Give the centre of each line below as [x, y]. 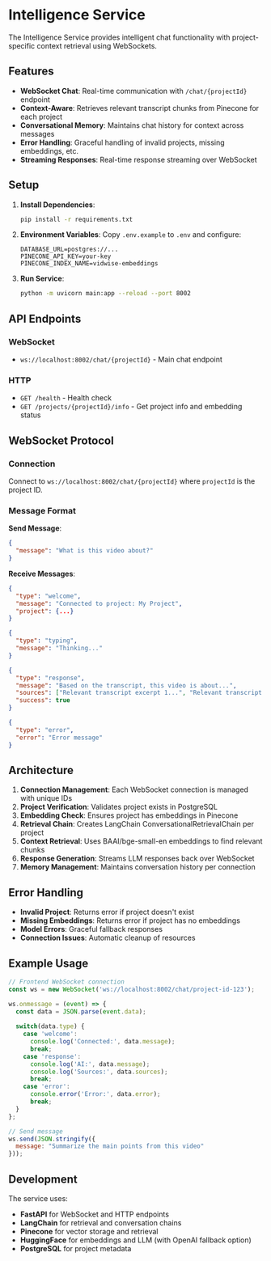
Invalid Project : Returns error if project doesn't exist [107, 912]
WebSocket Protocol [61, 440]
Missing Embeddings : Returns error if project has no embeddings [130, 920]
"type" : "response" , [50, 678]
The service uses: [38, 1199]
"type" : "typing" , [47, 641]
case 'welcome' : [51, 1034]
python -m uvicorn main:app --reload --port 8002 [106, 294]
